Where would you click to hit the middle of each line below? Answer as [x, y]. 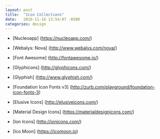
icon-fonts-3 [26, 92]
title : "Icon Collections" [35, 15]
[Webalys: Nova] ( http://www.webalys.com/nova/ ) [65, 48]
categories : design [26, 24]
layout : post [19, 10]
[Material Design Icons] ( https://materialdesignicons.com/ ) [73, 112]
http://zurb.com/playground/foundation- [113, 87]
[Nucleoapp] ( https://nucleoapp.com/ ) [52, 38]
